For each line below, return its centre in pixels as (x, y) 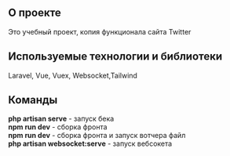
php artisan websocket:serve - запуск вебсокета (90, 143)
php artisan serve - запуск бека (61, 119)
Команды (33, 100)
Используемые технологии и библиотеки (115, 57)
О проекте (35, 13)
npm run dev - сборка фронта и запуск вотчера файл (97, 136)
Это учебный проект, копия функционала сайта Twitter (100, 31)
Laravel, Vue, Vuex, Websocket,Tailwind (73, 75)
